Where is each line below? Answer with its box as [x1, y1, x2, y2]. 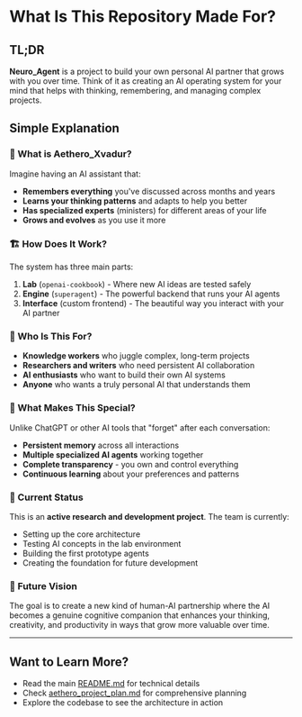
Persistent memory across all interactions [22, 440, 180, 450]
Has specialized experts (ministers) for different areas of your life [22, 204, 267, 215]
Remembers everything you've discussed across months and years [22, 186, 276, 196]
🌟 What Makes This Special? [9, 402, 137, 414]
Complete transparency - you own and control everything [22, 458, 239, 469]
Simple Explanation [9, 121, 120, 136]
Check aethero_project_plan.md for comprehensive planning [22, 687, 247, 698]
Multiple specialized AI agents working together [22, 449, 204, 460]
